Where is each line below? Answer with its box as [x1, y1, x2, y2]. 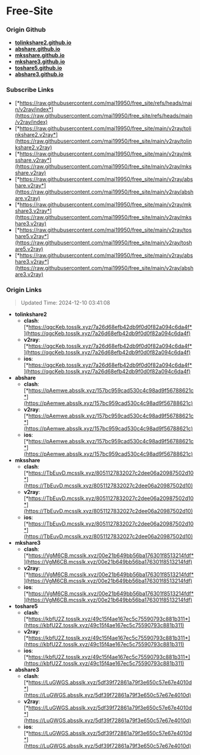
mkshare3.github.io [14, 58, 65, 65]
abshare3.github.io [14, 70, 64, 78]
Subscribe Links [6, 85, 54, 94]
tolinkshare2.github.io [14, 39, 71, 46]
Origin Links [6, 286, 42, 294]
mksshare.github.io [14, 52, 65, 59]
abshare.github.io [14, 45, 61, 53]
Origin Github [6, 26, 46, 34]
